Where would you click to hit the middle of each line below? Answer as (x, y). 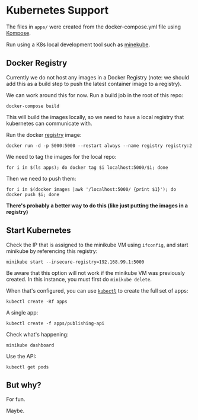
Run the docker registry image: (44, 134)
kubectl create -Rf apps (37, 302)
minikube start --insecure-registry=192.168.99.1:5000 (75, 262)
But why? (24, 385)
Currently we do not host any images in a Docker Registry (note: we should (98, 77)
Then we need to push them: (41, 178)
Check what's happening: (37, 334)
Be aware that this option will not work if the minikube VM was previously (95, 272)
